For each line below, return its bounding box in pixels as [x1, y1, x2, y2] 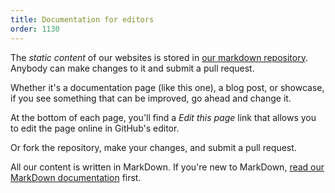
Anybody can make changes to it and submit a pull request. [10, 62, 255, 74]
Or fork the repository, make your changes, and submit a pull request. [10, 141, 297, 153]
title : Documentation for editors [10, 14, 155, 25]
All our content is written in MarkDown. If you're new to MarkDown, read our [10, 161, 325, 173]
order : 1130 [10, 24, 60, 34]
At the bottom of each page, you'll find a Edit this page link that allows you [10, 111, 317, 123]
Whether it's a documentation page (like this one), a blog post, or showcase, [10, 81, 325, 93]
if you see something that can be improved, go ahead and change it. [10, 92, 292, 104]
